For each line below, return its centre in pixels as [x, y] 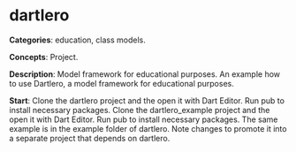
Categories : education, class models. [77, 40]
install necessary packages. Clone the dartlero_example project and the [140, 110]
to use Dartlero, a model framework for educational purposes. [121, 83]
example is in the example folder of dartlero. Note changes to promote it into [148, 128]
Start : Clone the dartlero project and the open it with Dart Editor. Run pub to [147, 100]
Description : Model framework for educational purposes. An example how [145, 74]
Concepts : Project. [44, 57]
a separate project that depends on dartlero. [90, 138]
